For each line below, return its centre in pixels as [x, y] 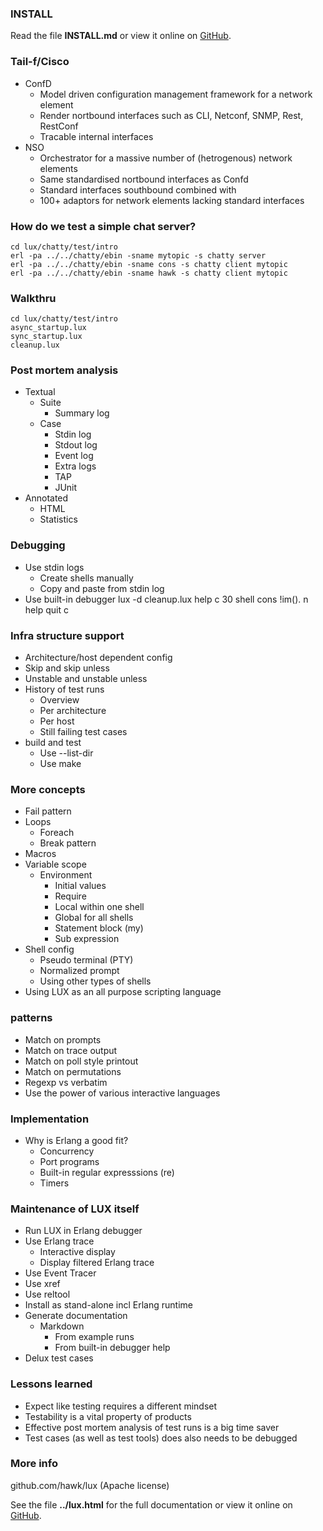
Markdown [62, 1326]
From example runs [94, 1337]
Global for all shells [94, 918]
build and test [53, 743]
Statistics [58, 519]
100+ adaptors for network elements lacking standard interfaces [172, 200]
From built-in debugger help [112, 1348]
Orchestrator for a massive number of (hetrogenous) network [166, 158]
